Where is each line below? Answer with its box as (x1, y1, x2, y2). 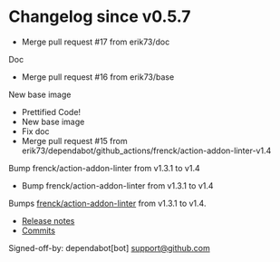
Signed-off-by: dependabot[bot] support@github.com (8, 242, 210, 253)
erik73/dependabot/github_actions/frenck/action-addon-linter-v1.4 (21, 145, 272, 156)
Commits (21, 225, 56, 236)
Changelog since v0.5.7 (8, 6, 191, 27)
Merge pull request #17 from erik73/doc (21, 36, 170, 47)
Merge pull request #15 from (21, 135, 128, 146)
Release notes (21, 215, 75, 226)
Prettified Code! (21, 106, 82, 117)
